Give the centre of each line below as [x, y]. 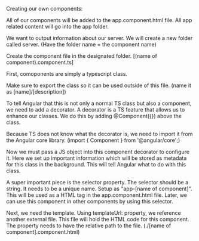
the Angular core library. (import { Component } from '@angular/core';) [93, 140]
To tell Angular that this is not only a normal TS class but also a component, [99, 103]
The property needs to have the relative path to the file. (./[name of [89, 225]
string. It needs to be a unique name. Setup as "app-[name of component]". [99, 189]
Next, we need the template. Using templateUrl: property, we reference [94, 213]
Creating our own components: [45, 9]
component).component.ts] [40, 62]
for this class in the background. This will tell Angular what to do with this [96, 164]
